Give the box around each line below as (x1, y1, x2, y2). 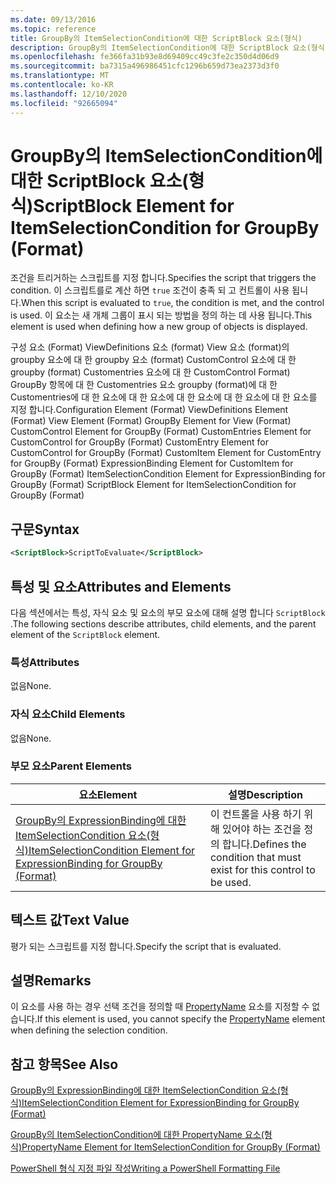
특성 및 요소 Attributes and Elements (10, 578, 232, 595)
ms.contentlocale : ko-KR (10, 80, 114, 90)
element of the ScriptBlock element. (10, 628, 161, 640)
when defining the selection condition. (10, 1024, 168, 1036)
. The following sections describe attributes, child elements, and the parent (10, 617, 317, 630)
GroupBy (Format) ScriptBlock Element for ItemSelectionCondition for (10, 479, 297, 491)
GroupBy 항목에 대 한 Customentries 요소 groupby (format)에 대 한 (10, 379, 278, 391)
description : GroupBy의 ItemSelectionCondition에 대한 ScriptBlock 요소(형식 (10, 42, 325, 53)
